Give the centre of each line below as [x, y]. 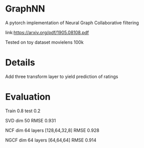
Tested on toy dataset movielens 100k [45, 42]
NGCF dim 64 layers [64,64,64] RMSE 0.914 [51, 140]
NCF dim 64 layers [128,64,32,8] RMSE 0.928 [52, 130]
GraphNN [25, 9]
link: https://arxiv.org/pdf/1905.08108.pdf [47, 32]
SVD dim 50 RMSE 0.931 [31, 120]
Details [20, 63]
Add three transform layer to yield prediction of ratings [62, 77]
